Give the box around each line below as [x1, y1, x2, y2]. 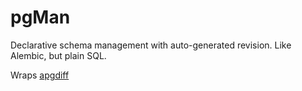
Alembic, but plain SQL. [10, 49, 107, 61]
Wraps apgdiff [10, 69, 70, 81]
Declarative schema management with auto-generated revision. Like [10, 39, 292, 51]
